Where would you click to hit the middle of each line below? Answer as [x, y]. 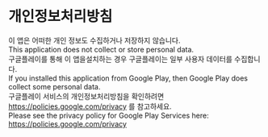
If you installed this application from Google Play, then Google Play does [128, 78]
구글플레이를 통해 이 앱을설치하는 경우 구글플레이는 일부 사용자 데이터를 [120, 59]
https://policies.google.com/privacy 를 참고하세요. [90, 106]
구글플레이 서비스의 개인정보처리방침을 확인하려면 [86, 96]
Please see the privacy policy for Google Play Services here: [109, 115]
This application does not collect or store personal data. [101, 49]
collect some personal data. [54, 86]
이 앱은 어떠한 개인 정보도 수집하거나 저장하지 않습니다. [94, 40]
